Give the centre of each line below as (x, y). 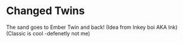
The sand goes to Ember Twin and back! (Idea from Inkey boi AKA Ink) (92, 27)
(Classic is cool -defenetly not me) (48, 33)
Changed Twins (45, 11)
